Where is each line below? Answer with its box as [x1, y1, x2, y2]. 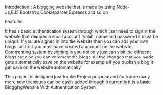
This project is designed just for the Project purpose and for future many [5, 74, 150, 79]
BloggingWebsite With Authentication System [5, 84, 96, 90]
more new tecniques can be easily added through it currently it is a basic [5, 79, 151, 85]
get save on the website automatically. [5, 64, 82, 70]
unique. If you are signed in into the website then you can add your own [5, 38, 149, 44]
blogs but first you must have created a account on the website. [5, 44, 133, 49]
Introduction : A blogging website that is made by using [5, 4, 116, 10]
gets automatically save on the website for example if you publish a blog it [5, 59, 154, 65]
